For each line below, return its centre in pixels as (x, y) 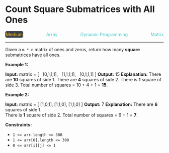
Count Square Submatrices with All (80, 9)
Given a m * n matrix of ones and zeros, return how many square (73, 49)
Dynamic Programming (104, 34)
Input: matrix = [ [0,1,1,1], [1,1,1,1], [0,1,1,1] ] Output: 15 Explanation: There (83, 74)
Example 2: (17, 94)
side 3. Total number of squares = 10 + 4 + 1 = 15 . (57, 85)
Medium (14, 34)
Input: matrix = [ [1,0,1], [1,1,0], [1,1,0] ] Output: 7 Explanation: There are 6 (81, 104)
